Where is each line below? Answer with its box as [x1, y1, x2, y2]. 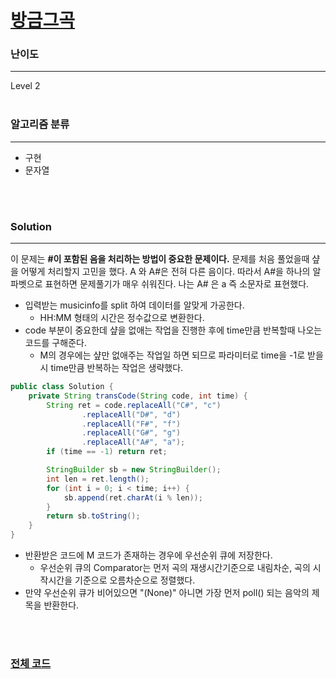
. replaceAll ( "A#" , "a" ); [81, 437, 186, 448]
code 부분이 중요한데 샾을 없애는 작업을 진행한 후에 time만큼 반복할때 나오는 [24, 324, 323, 336]
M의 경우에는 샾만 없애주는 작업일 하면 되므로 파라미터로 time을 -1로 [39, 349, 306, 361]
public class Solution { [10, 382, 114, 392]
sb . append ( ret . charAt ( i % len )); [63, 492, 203, 503]
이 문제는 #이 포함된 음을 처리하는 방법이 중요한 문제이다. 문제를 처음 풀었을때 [10, 253, 310, 265]
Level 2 [10, 80, 41, 92]
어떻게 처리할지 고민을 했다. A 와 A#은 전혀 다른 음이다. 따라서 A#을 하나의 [20, 266, 311, 278]
